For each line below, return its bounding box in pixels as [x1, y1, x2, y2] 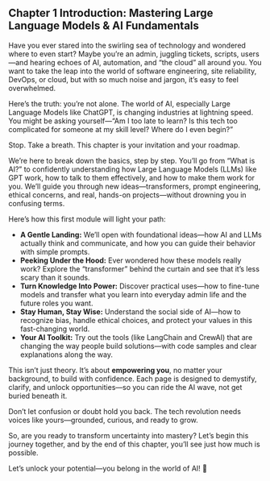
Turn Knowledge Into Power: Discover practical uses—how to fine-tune [19, 281, 260, 291]
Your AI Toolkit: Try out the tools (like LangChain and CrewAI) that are [19, 332, 253, 342]
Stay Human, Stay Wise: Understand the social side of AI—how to [19, 306, 241, 317]
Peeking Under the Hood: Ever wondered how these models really [19, 255, 242, 265]
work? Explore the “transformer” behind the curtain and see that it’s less [19, 263, 260, 273]
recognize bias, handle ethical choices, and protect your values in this [19, 315, 252, 325]
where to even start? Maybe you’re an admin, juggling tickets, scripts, [8, 48, 239, 59]
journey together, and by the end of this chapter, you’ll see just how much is [8, 439, 260, 449]
